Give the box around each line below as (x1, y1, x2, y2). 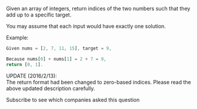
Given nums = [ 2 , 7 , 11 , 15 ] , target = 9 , (6, 45, 112, 51)
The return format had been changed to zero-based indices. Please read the (6, 78, 191, 85)
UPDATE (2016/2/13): (6, 72, 57, 79)
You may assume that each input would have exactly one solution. (6, 23, 166, 29)
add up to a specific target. (6, 11, 72, 18)
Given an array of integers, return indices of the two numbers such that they (6, 5, 191, 12)
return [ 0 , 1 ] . (6, 61, 44, 67)
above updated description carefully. (6, 85, 95, 92)
